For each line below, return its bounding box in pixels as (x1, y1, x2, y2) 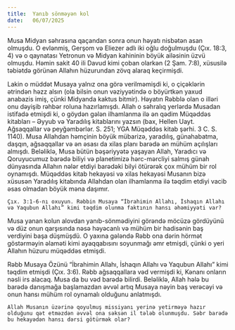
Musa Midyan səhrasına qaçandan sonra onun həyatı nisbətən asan (7, 36, 203, 44)
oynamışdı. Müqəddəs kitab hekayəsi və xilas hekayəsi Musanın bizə (7, 170, 206, 178)
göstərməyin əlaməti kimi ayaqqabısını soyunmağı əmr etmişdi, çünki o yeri (7, 239, 224, 247)
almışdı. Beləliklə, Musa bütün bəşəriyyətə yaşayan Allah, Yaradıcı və (7, 147, 207, 156)
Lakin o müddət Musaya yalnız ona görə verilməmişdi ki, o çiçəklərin (7, 80, 205, 88)
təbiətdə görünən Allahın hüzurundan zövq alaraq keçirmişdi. (7, 66, 184, 75)
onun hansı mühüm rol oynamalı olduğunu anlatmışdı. (7, 290, 162, 298)
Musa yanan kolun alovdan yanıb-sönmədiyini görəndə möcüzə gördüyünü (7, 216, 224, 225)
